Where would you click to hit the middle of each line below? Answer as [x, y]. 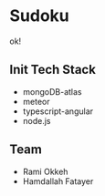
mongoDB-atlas [52, 91]
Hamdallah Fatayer [58, 181]
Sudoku [40, 16]
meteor [36, 101]
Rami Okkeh [45, 171]
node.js [37, 120]
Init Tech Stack [52, 70]
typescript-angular [58, 111]
